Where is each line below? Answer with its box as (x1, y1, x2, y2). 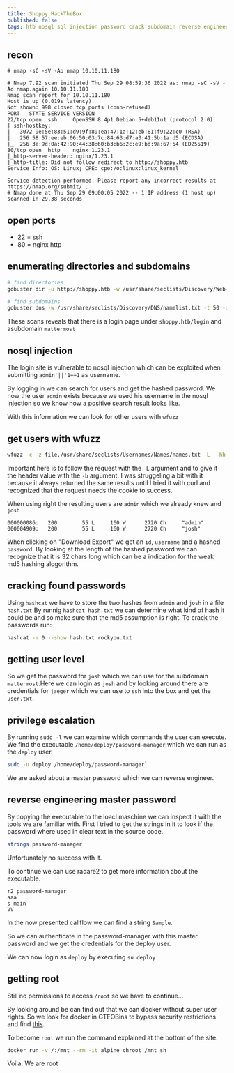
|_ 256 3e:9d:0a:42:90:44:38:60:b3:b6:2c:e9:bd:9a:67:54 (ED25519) (7, 141, 210, 148)
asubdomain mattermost (7, 325, 76, 333)
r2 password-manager (7, 888, 68, 895)
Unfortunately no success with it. (7, 853, 102, 862)
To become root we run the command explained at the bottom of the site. (7, 1033, 218, 1042)
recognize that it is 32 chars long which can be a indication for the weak (7, 552, 214, 561)
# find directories (7, 279, 64, 286)
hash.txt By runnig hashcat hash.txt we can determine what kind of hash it (7, 606, 225, 614)
